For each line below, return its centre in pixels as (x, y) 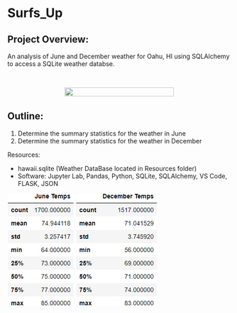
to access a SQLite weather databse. (61, 64)
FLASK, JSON (38, 183)
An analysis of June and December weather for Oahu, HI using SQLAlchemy (118, 56)
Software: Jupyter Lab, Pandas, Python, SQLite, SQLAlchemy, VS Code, (122, 176)
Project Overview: (48, 39)
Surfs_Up (35, 13)
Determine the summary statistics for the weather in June (102, 133)
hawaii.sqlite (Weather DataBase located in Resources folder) (107, 168)
